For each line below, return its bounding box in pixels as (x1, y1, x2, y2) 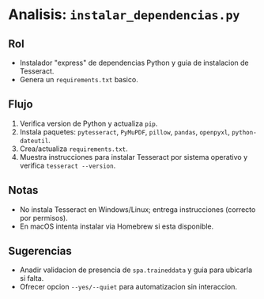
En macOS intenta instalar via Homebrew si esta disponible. (19, 221, 214, 231)
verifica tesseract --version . (19, 161, 116, 170)
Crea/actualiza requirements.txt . (19, 144, 128, 153)
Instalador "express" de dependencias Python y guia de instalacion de (19, 58, 249, 67)
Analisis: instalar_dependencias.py (8, 6, 240, 24)
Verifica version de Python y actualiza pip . (19, 119, 158, 128)
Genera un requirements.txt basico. (19, 75, 138, 84)
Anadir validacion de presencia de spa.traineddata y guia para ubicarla (19, 265, 253, 274)
